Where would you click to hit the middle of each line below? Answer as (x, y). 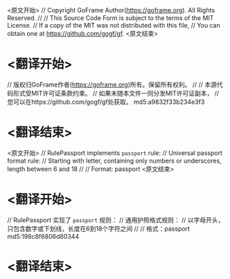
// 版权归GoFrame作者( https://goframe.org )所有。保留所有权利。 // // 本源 (112, 84)
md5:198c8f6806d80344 (43, 236)
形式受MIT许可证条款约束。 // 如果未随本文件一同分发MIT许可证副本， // (116, 93)
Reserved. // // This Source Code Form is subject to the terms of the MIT (110, 18)
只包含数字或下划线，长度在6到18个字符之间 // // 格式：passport (99, 228)
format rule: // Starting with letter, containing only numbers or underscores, (114, 161)
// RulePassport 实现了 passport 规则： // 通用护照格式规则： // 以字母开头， (116, 219)
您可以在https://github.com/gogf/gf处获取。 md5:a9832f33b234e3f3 (106, 102)
